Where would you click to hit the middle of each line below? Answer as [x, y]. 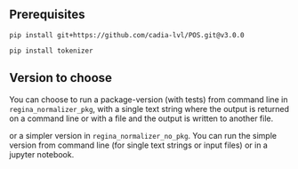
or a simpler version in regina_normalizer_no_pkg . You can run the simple [143, 135]
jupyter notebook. [42, 154]
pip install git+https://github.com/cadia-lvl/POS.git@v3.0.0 [127, 35]
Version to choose [61, 78]
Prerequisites [47, 15]
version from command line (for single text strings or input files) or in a [139, 145]
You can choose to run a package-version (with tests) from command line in [149, 99]
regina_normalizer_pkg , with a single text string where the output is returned [149, 109]
